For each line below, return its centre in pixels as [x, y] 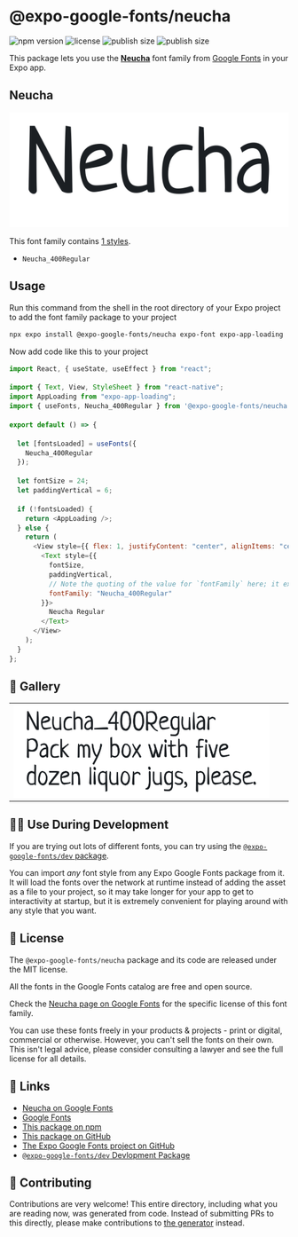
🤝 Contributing [51, 1182]
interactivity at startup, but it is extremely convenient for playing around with [149, 901]
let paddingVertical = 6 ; [65, 491]
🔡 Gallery [35, 686]
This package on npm [62, 1127]
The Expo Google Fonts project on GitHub [98, 1146]
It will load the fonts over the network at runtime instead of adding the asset [148, 882]
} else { [33, 528]
